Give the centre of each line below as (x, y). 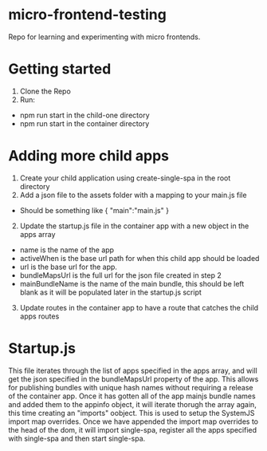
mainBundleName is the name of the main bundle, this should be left (132, 283)
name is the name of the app (67, 250)
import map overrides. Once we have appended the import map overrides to (133, 421)
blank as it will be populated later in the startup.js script (110, 292)
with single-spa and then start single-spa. (77, 438)
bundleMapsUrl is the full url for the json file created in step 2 (120, 275)
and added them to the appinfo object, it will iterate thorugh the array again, (132, 404)
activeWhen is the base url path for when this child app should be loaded (139, 258)
